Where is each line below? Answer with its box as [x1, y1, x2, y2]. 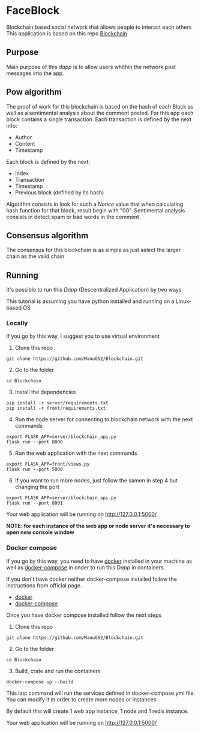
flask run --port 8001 [6, 500, 63, 506]
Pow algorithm [6, 87, 62, 97]
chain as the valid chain [6, 253, 65, 260]
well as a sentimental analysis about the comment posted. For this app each [6, 109, 194, 116]
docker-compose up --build [6, 679, 74, 685]
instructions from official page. [6, 581, 82, 589]
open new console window [6, 529, 74, 536]
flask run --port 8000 [6, 439, 63, 445]
